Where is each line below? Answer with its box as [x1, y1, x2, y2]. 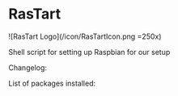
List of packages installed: [8, 78, 96, 88]
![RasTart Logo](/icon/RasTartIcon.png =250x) [8, 31, 162, 41]
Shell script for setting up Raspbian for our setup [8, 47, 171, 56]
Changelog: [8, 62, 47, 73]
